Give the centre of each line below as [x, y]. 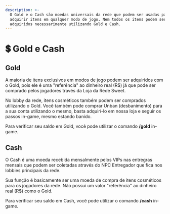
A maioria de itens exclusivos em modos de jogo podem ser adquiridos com [84, 80]
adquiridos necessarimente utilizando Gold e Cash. [66, 24]
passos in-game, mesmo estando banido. [49, 117]
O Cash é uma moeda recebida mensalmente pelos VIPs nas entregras [79, 160]
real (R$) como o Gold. [29, 191]
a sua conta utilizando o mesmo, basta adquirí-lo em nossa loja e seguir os [83, 111]
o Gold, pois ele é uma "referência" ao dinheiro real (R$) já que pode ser [80, 85]
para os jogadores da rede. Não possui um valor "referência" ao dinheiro [81, 186]
